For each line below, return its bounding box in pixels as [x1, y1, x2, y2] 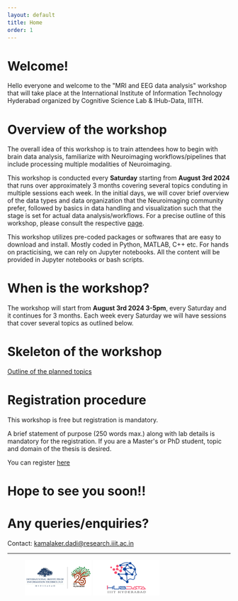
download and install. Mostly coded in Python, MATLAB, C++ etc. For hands [7, 240, 229, 249]
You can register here [7, 458, 71, 467]
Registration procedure [7, 392, 147, 408]
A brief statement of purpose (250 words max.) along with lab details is [7, 430, 215, 438]
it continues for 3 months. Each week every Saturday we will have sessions [7, 311, 227, 320]
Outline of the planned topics [7, 367, 92, 376]
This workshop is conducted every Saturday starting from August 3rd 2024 [7, 174, 230, 183]
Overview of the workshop [7, 121, 168, 138]
